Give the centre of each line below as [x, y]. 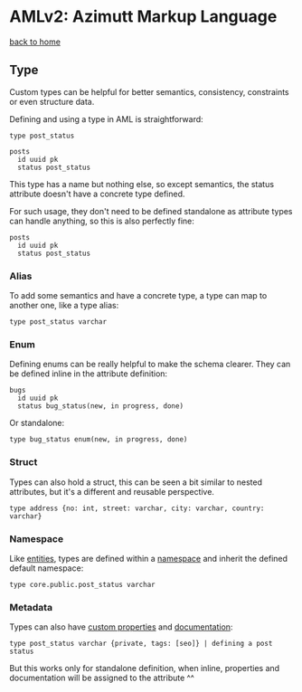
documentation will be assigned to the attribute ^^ [102, 678]
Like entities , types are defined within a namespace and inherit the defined [148, 558]
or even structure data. [52, 101]
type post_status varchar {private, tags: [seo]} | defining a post [141, 644]
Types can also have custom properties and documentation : [121, 627]
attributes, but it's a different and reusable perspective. [112, 491]
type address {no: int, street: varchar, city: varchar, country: [137, 508]
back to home [35, 42]
